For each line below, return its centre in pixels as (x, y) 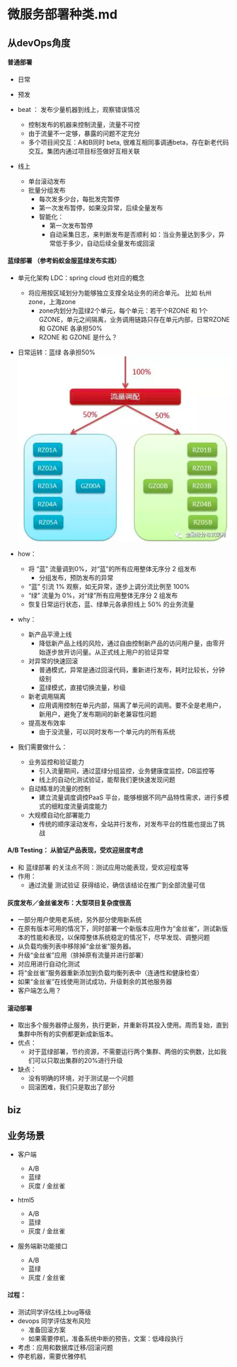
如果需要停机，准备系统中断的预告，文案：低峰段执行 (106, 1338)
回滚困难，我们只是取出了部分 (71, 1087)
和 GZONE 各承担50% (70, 328)
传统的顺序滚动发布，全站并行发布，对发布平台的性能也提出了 (129, 823)
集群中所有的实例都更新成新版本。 (67, 1034)
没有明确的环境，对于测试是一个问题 (81, 1079)
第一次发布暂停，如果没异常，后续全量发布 (101, 208)
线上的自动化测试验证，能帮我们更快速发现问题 (107, 780)
